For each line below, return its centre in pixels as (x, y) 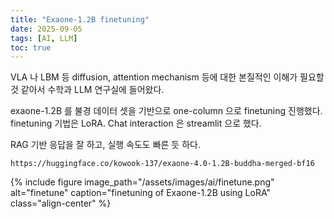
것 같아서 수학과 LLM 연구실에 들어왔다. (87, 90)
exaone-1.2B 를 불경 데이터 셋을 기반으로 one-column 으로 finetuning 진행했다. (166, 111)
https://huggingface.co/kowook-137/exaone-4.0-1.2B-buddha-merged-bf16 (162, 164)
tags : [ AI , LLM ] (44, 38)
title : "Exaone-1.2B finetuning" (80, 19)
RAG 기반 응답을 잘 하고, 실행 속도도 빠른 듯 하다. (105, 145)
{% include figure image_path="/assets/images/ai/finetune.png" (142, 182)
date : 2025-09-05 (46, 29)
